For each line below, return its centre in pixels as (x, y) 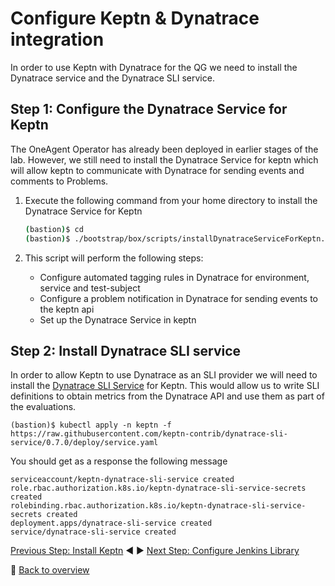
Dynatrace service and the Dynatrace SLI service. (112, 78)
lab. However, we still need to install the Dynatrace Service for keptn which (164, 159)
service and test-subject (90, 288)
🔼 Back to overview (50, 570)
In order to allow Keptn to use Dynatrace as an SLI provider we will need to (164, 375)
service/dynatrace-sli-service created (93, 532)
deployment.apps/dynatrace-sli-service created (111, 523)
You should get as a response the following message (119, 461)
